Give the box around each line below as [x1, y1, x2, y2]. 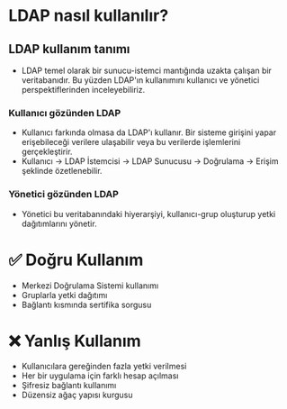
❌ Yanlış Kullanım [8, 331, 141, 351]
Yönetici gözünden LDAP [8, 188, 119, 201]
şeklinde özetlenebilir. [21, 166, 103, 177]
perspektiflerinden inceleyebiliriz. [21, 85, 146, 95]
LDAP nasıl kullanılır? [8, 5, 169, 26]
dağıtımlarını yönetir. [21, 218, 97, 229]
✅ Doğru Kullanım [8, 250, 144, 270]
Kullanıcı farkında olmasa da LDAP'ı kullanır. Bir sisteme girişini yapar [21, 127, 276, 138]
